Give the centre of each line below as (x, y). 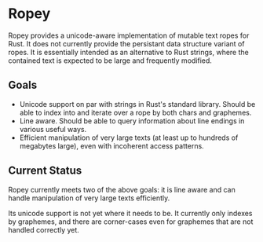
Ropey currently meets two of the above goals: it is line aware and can (122, 189)
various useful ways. (53, 129)
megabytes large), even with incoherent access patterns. (111, 145)
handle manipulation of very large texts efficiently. (89, 198)
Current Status (45, 171)
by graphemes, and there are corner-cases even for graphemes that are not (131, 222)
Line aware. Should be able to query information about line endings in (132, 121)
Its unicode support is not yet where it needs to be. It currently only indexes (130, 213)
